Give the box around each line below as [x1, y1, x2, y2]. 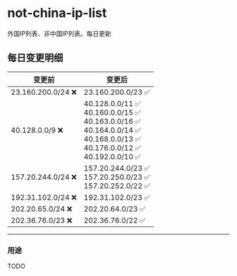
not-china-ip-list [7, 5, 107, 21]
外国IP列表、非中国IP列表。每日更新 [7, 29, 111, 38]
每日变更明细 [7, 52, 63, 64]
